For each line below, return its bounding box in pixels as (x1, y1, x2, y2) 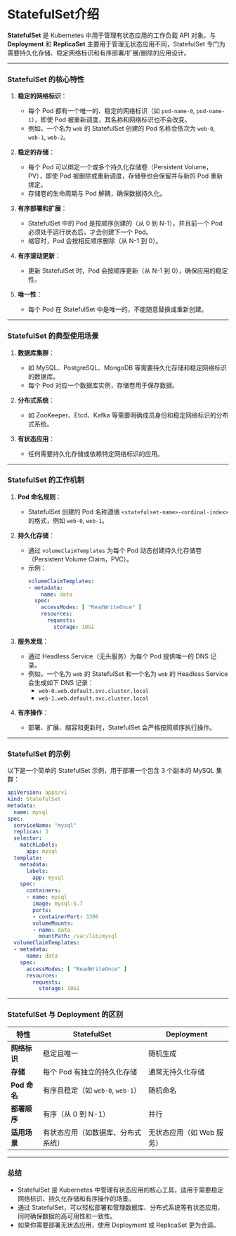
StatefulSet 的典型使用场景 (7, 331, 99, 341)
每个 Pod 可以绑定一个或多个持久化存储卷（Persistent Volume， (27, 163, 213, 171)
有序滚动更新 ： (17, 252, 61, 260)
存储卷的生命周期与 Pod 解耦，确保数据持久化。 (27, 189, 166, 197)
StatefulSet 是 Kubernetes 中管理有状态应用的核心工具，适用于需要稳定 (17, 1185, 224, 1194)
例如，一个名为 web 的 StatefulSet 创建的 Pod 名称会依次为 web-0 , (27, 124, 216, 133)
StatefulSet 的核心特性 (7, 74, 85, 84)
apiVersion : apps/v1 (7, 789, 68, 796)
